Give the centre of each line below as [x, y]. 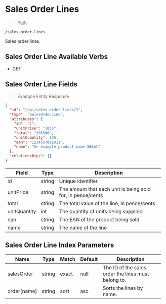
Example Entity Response [43, 96]
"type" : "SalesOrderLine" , [37, 115]
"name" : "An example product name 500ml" [57, 147]
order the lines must [126, 274]
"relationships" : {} [31, 156]
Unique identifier [78, 181]
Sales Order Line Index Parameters [60, 245]
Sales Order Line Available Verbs [57, 57]
